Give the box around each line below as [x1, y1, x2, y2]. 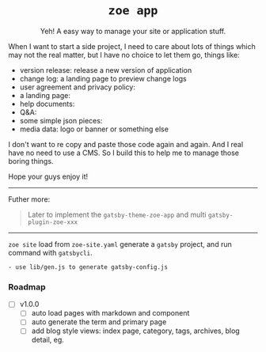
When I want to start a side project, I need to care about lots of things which [8, 41, 256, 51]
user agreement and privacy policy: [19, 82, 136, 92]
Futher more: [8, 194, 51, 204]
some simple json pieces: [19, 115, 103, 125]
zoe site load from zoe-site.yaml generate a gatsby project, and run [8, 239, 232, 248]
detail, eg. [31, 335, 65, 345]
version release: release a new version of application [19, 65, 192, 74]
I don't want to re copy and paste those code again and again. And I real [8, 139, 244, 149]
